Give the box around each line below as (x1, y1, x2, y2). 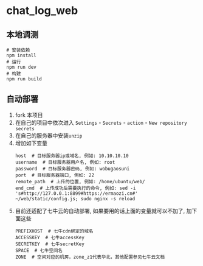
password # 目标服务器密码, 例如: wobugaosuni (15, 166, 130, 172)
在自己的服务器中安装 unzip (15, 131, 83, 139)
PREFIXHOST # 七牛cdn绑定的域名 (15, 228, 94, 234)
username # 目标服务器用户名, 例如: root (15, 159, 115, 165)
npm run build (6, 76, 43, 82)
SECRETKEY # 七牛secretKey (15, 241, 85, 247)
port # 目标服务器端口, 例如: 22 (15, 172, 95, 178)
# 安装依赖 (6, 47, 30, 53)
